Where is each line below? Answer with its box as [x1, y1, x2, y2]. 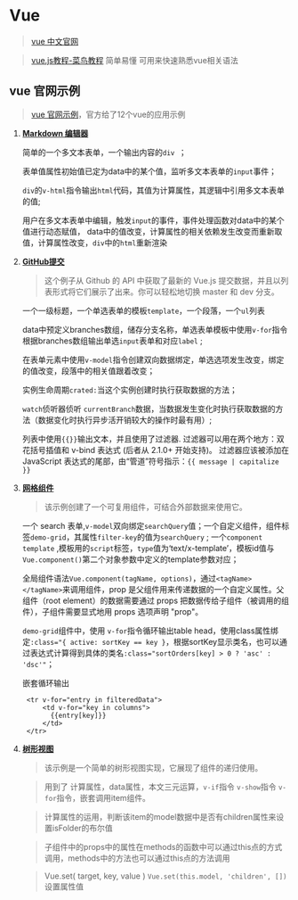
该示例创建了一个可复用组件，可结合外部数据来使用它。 [44, 501, 247, 512]
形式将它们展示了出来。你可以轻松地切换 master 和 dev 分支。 [52, 286, 280, 297]
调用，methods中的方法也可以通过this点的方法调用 [44, 853, 230, 863]
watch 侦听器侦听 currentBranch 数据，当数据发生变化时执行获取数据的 [21, 403, 276, 414]
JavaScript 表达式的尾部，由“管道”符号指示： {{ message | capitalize [21, 456, 279, 467]
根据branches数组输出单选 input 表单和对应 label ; [21, 335, 203, 346]
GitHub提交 [21, 256, 65, 267]
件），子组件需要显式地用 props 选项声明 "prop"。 [21, 606, 203, 616]
